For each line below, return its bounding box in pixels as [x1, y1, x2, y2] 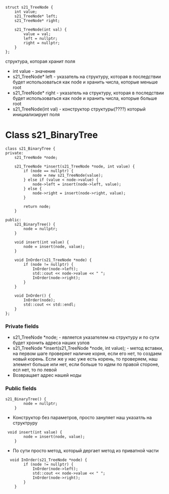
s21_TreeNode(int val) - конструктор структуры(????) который [12, 106, 146, 112]
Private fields [5, 322, 39, 330]
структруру [12, 420, 38, 426]
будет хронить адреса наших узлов [12, 340, 90, 346]
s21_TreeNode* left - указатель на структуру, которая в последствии [12, 74, 161, 79]
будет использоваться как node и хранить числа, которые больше [12, 95, 157, 101]
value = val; [23, 32, 51, 37]
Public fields [5, 385, 37, 392]
